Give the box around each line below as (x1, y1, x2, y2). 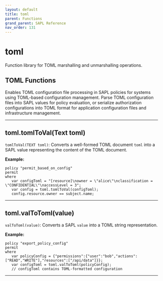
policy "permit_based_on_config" (5, 166, 73, 170)
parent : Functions (5, 16, 42, 21)
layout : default (5, 7, 38, 12)
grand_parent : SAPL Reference (5, 20, 66, 26)
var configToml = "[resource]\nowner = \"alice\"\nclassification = (11, 178, 153, 183)
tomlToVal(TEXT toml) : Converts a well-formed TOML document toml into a (5, 142, 155, 148)
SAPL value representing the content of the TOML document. (5, 147, 128, 152)
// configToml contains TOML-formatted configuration (11, 266, 123, 271)
